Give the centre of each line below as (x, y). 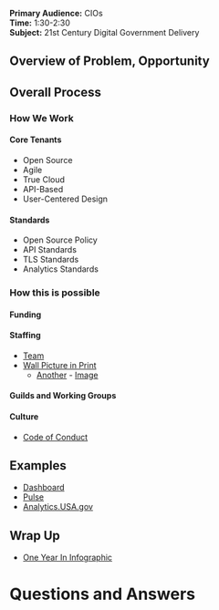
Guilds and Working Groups (63, 396)
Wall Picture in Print (59, 365)
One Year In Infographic (67, 558)
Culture (24, 417)
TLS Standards (51, 260)
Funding (26, 315)
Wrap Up (35, 536)
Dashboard (44, 488)
